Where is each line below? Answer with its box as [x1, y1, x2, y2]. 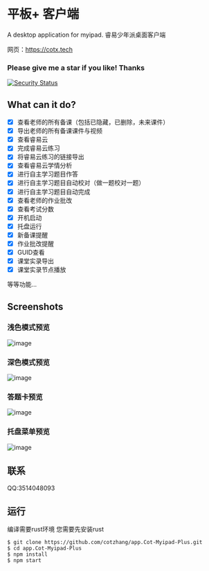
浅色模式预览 [7, 323, 51, 332]
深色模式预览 [7, 357, 51, 367]
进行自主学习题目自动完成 [17, 188, 91, 196]
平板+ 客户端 [7, 6, 80, 22]
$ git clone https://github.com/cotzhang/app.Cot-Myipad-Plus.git [7, 539, 203, 546]
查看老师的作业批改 [17, 196, 73, 204]
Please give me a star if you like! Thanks [7, 63, 145, 73]
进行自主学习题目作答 [17, 170, 78, 179]
